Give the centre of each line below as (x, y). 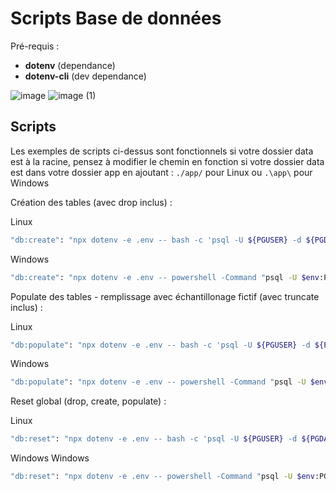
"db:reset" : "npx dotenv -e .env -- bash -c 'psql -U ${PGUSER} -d (154, 439)
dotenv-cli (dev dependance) (85, 76)
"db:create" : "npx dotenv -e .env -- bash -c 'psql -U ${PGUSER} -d (156, 240)
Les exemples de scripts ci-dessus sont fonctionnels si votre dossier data (162, 151)
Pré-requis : (35, 46)
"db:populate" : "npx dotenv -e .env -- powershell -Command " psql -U (158, 382)
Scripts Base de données (116, 18)
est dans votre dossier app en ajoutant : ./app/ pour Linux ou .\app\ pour (161, 172)
